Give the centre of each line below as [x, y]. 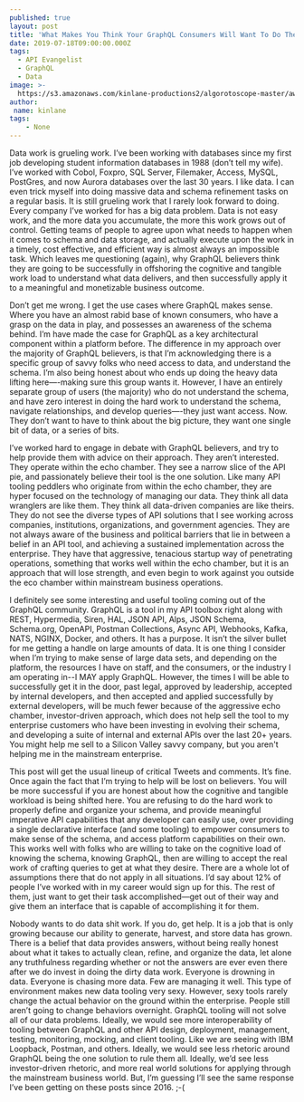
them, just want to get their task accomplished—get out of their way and [144, 896]
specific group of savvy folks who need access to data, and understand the [150, 363]
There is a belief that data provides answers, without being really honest [144, 943]
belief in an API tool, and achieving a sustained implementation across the [147, 544]
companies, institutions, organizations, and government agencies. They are [150, 525]
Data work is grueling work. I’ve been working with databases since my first [151, 153]
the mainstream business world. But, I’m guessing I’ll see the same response [152, 1078]
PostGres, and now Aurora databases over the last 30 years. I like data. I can [152, 182]
